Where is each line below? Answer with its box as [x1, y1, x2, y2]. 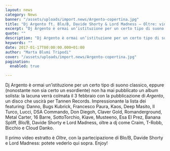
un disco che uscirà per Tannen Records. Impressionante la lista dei [5, 98, 146, 104]
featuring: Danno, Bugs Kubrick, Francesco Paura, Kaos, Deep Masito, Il [5, 104, 155, 110]
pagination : [5, 59, 30, 64]
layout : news [5, 7, 33, 13]
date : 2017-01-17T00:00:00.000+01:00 [5, 45, 85, 50]
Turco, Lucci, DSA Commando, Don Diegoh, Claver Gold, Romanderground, [5, 109, 162, 115]
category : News [5, 12, 37, 17]
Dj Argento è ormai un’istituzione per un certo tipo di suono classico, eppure [5, 82, 164, 88]
